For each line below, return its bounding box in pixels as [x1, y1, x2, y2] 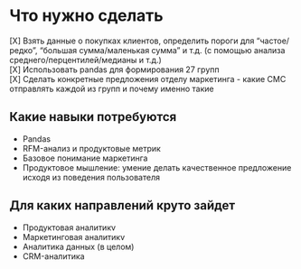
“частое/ [256, 35, 290, 46]
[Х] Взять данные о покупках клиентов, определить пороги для [9, 35, 255, 46]
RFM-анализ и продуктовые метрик [22, 143, 161, 153]
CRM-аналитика [22, 250, 85, 262]
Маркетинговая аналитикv [22, 231, 126, 242]
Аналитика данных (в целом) [22, 241, 135, 252]
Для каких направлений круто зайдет [9, 198, 236, 213]
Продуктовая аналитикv [22, 222, 116, 233]
